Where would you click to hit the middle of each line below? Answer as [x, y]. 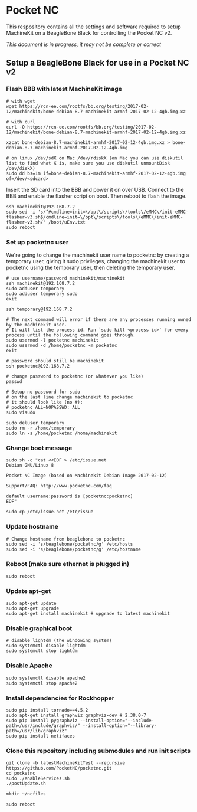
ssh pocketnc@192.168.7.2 [38, 366]
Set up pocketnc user [37, 242]
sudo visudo [21, 412]
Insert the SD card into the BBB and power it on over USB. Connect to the [95, 189]
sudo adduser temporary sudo [42, 294]
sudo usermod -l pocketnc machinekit [52, 340]
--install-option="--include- [117, 721]
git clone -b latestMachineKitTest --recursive [66, 763]
